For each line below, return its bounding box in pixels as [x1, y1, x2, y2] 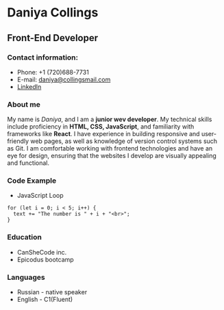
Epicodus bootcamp [16, 255, 74, 263]
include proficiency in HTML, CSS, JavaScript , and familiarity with [7, 122, 195, 131]
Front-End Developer [7, 32, 98, 44]
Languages [7, 272, 46, 282]
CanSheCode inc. [16, 248, 67, 256]
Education [7, 233, 42, 242]
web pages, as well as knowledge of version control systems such [30, 137, 218, 145]
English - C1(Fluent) [16, 296, 73, 304]
